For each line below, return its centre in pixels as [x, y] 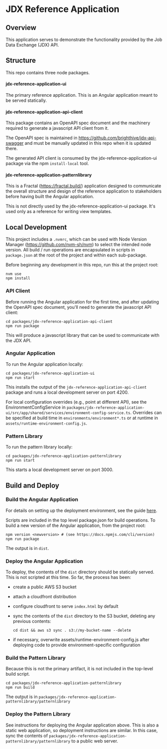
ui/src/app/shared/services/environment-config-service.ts [68, 413]
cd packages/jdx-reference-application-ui [50, 373]
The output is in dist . [27, 548]
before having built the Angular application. [50, 197]
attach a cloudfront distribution [44, 597]
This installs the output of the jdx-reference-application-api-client [76, 387]
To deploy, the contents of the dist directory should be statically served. [80, 572]
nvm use [14, 274]
